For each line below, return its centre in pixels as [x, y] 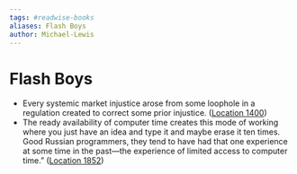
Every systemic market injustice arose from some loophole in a [139, 103]
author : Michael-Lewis [52, 34]
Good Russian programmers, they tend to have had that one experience [155, 142]
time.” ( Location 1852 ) [63, 161]
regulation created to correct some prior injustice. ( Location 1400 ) [144, 113]
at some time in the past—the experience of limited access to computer [155, 151]
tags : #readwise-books [52, 17]
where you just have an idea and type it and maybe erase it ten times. [151, 132]
